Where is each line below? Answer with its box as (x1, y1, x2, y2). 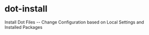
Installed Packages (4, 24, 42, 30)
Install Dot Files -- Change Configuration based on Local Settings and (4, 19, 144, 25)
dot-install (4, 3, 48, 14)
